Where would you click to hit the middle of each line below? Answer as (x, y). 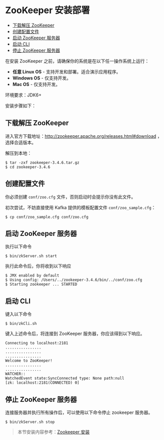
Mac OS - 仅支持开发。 (36, 84)
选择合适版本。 (21, 142)
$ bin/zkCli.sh (21, 324)
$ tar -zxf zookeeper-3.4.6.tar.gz (42, 162)
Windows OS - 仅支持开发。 (42, 78)
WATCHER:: (16, 374)
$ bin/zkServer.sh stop (30, 422)
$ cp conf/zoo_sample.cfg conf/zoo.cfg (47, 217)
